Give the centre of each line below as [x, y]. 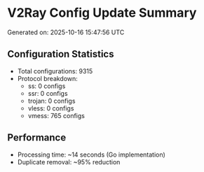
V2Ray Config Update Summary [102, 13]
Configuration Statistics [61, 54]
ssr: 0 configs [48, 93]
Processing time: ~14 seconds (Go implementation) [91, 155]
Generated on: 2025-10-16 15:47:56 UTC [66, 32]
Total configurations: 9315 [55, 71]
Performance [37, 138]
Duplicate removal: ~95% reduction [69, 162]
